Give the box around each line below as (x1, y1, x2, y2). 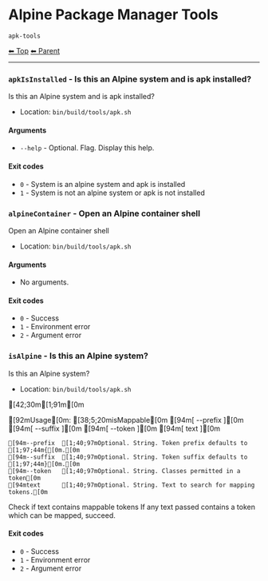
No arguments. (19, 277, 69, 287)
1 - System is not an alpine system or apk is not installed (19, 188, 205, 197)
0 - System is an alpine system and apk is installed (19, 179, 186, 189)
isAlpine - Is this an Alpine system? (8, 350, 149, 361)
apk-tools (8, 32, 41, 40)
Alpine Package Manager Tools (8, 6, 219, 24)
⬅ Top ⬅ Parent (8, 46, 61, 55)
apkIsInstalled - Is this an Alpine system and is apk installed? (8, 74, 252, 85)
